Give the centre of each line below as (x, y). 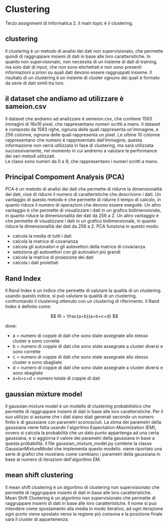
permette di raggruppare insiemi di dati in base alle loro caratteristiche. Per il (84, 411)
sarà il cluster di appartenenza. (37, 519)
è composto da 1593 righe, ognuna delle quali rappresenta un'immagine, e (82, 129)
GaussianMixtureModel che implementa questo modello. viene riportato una (83, 449)
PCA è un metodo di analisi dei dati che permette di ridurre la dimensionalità (83, 189)
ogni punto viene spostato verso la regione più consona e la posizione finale (84, 514)
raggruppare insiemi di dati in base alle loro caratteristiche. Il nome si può (81, 503)
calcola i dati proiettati (35, 263)
